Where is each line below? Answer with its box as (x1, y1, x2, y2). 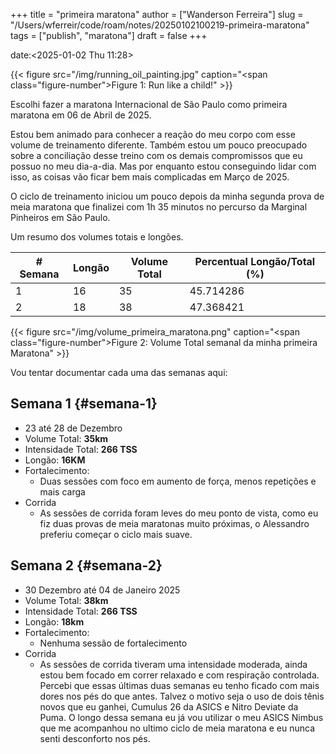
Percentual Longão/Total (194, 255, 316, 268)
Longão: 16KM (24, 454, 86, 466)
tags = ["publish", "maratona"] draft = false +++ (10, 30, 208, 41)
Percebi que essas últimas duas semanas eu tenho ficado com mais (39, 679, 320, 691)
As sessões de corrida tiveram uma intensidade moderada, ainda (39, 658, 308, 670)
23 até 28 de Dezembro (24, 422, 123, 434)
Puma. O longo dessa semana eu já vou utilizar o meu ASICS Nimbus (39, 711, 324, 723)
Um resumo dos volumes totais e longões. (10, 231, 184, 243)
